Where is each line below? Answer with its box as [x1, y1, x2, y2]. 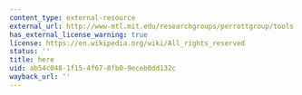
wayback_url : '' [9, 72, 71, 81]
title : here [9, 55, 54, 64]
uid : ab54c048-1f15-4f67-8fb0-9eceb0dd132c [9, 64, 177, 73]
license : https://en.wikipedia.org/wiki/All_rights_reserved [9, 38, 246, 48]
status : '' [9, 47, 51, 56]
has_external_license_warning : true [9, 30, 148, 39]
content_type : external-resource [9, 13, 136, 23]
